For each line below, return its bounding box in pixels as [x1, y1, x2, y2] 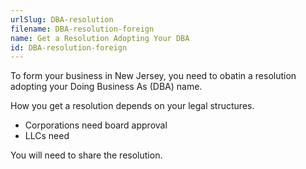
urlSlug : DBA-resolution [10, 14, 114, 25]
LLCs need [24, 130, 70, 142]
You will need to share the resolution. [10, 149, 163, 161]
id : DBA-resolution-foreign [10, 42, 128, 53]
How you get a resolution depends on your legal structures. [10, 100, 255, 112]
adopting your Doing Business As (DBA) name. [10, 81, 203, 93]
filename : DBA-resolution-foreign [10, 24, 155, 34]
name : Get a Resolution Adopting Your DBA [10, 33, 190, 43]
